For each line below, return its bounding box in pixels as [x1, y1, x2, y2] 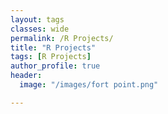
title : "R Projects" [10, 42, 97, 53]
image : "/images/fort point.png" [19, 80, 159, 90]
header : [10, 71, 43, 81]
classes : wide [10, 24, 70, 34]
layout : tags [10, 14, 65, 25]
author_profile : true [10, 61, 101, 71]
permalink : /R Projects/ [10, 33, 114, 43]
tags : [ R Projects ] [10, 52, 92, 62]
